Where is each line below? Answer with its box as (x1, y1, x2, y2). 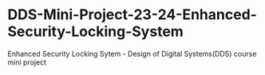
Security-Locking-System (7, 22, 184, 41)
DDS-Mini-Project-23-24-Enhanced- (7, 6, 257, 24)
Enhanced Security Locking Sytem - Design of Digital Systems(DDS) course (7, 49, 257, 58)
